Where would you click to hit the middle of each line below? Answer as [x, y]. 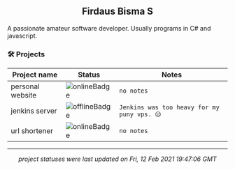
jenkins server [34, 111]
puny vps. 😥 [141, 115]
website [24, 95]
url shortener [32, 131]
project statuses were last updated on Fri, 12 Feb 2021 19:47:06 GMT [117, 159]
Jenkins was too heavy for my [170, 108]
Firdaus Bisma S [117, 11]
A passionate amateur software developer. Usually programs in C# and [109, 28]
